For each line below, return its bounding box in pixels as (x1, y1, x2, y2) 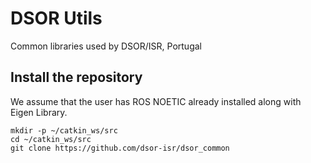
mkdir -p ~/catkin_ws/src (10, 125, 118, 136)
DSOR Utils (10, 7, 103, 30)
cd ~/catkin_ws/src (10, 134, 92, 144)
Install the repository (10, 69, 143, 86)
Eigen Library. (10, 106, 68, 118)
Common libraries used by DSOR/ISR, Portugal (10, 40, 202, 52)
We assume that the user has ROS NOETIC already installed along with (10, 95, 302, 107)
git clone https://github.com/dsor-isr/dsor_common (10, 143, 230, 153)
